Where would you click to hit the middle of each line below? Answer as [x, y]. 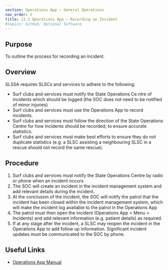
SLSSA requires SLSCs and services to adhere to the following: [70, 84]
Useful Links [25, 250]
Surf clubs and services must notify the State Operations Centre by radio [88, 175]
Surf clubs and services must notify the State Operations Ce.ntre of [82, 94]
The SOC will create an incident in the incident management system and [87, 186]
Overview [21, 72]
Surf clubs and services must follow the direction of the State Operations [88, 121]
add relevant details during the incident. [54, 191]
